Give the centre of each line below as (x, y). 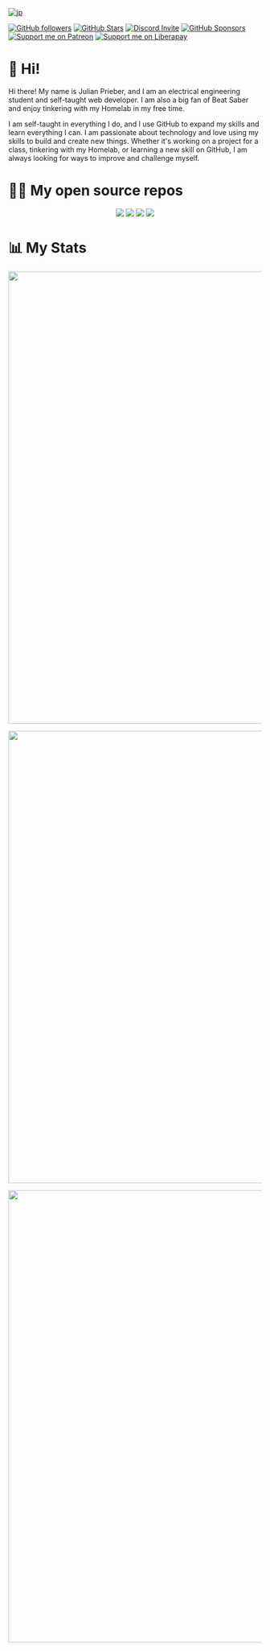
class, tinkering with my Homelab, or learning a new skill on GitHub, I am (128, 150)
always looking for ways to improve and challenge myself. (104, 158)
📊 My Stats (47, 248)
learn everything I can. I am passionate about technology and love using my (133, 132)
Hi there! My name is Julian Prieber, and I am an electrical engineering (125, 91)
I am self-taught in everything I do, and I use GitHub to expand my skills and (134, 124)
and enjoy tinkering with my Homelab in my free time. (96, 108)
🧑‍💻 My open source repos (96, 191)
